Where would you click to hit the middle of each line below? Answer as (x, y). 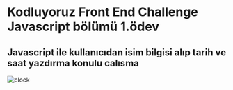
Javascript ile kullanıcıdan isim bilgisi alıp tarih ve (117, 52)
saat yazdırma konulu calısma (73, 63)
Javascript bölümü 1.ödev (83, 27)
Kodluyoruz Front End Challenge (103, 12)
